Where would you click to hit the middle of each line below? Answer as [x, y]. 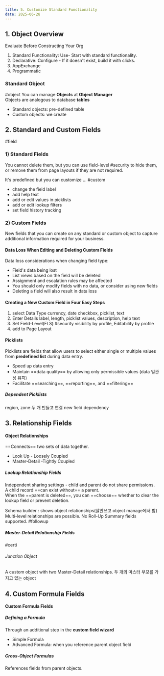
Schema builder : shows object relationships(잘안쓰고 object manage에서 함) [81, 511]
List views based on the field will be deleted [56, 276]
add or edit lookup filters [37, 205]
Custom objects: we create [39, 114]
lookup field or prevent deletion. [37, 500]
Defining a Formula [25, 617]
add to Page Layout [32, 329]
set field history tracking [37, 210]
